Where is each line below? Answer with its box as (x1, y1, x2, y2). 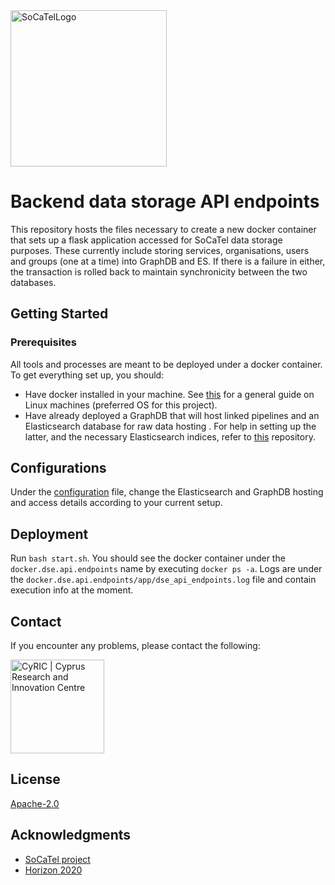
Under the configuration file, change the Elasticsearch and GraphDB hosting (10, 486, 324, 498)
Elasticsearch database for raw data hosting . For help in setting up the (24, 420, 317, 432)
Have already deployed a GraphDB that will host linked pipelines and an (24, 409, 320, 421)
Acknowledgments (10, 827, 132, 844)
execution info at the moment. (10, 584, 134, 596)
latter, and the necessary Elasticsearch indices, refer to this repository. (24, 430, 316, 443)
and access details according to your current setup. (10, 497, 223, 509)
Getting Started (10, 305, 109, 323)
